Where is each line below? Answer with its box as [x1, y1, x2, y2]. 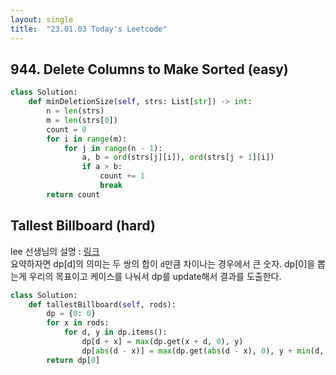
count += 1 [99, 171, 145, 181]
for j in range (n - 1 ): [63, 143, 163, 153]
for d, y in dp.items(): [63, 327, 168, 338]
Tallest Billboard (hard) [10, 217, 156, 235]
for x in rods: [46, 318, 110, 328]
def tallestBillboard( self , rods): [28, 299, 177, 310]
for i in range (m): [46, 134, 128, 144]
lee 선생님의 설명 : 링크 [10, 245, 100, 257]
